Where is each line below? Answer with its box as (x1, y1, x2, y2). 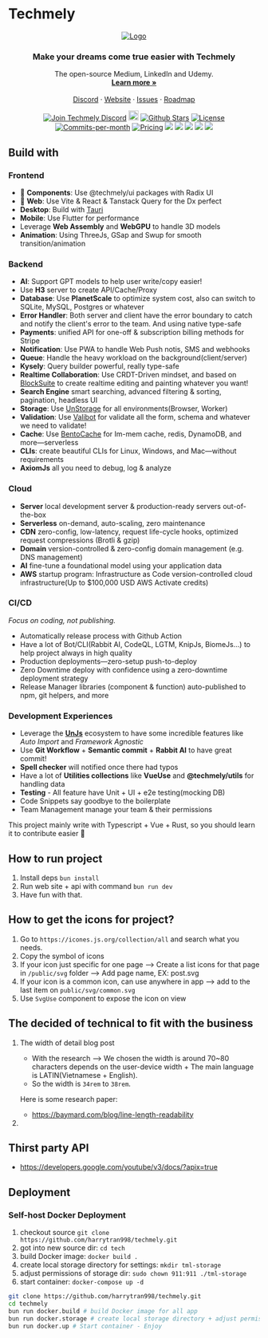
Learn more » (111, 77, 157, 88)
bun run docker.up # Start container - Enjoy (8, 1322, 162, 1330)
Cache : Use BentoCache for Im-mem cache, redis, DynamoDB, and (19, 429, 242, 439)
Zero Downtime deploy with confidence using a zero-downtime (19, 665, 228, 674)
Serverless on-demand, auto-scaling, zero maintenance (19, 518, 206, 527)
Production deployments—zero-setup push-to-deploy (19, 656, 198, 666)
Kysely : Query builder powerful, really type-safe (19, 361, 179, 371)
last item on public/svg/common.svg (19, 985, 136, 994)
